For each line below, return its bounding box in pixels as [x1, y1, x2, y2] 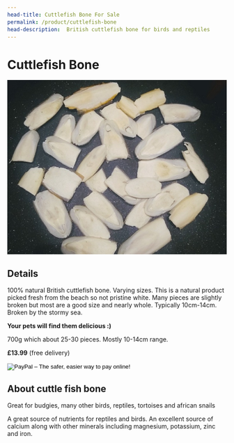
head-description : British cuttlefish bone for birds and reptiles [7, 26, 210, 33]
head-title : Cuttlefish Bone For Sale [7, 11, 120, 18]
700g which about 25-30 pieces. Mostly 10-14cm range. [7, 335, 169, 344]
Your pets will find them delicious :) [7, 322, 111, 330]
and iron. [7, 430, 33, 438]
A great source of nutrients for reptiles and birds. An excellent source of [7, 414, 214, 424]
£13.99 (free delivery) [7, 348, 70, 357]
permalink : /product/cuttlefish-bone [7, 18, 117, 26]
